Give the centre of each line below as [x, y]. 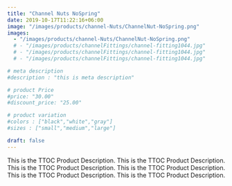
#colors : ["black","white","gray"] [60, 122]
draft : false [26, 140]
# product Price [30, 90]
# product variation [37, 115]
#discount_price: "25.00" [44, 103]
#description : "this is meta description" [71, 77]
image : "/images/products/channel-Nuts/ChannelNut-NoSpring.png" [103, 26]
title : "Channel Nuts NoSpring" [54, 13]
